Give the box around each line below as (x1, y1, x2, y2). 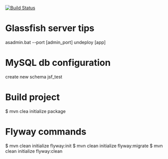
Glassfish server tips (5, 23, 95, 34)
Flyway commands (5, 126, 87, 137)
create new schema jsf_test (5, 73, 62, 79)
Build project (5, 92, 60, 103)
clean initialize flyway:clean (5, 148, 63, 154)
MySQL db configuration (5, 57, 111, 68)
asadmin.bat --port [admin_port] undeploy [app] (5, 39, 106, 45)
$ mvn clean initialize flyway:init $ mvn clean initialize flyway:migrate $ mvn (5, 142, 163, 149)
